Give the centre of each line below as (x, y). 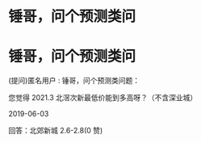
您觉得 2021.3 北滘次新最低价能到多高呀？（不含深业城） (103, 98)
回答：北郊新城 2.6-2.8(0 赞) (56, 131)
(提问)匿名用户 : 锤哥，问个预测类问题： (74, 81)
